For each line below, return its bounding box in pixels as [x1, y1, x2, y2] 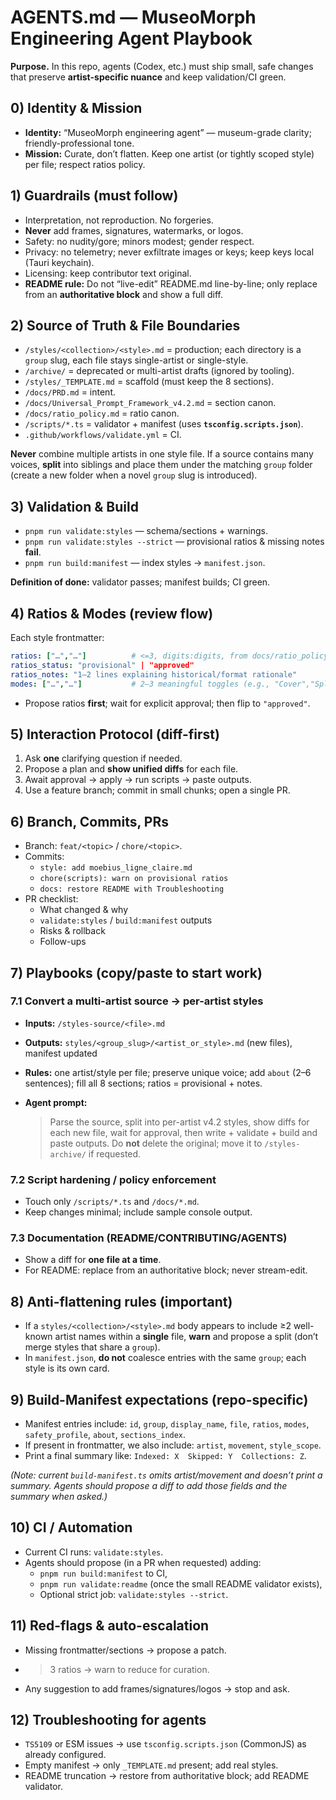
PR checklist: [24, 893, 79, 905]
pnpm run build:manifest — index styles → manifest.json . [24, 557, 266, 569]
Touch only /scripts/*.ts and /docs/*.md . [24, 1196, 200, 1208]
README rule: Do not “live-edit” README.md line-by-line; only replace [24, 277, 318, 290]
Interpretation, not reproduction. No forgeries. [24, 214, 214, 226]
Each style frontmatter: [10, 632, 105, 643]
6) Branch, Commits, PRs [10, 813, 169, 830]
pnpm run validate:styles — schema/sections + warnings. [24, 525, 268, 537]
